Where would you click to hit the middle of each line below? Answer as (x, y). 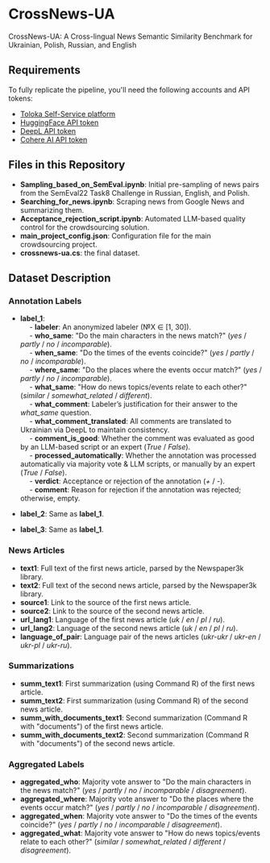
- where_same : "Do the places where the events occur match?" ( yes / (145, 370)
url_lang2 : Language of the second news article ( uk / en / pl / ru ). (129, 628)
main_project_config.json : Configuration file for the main (115, 235)
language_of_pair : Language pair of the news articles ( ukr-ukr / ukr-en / (140, 637)
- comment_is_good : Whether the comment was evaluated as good (142, 438)
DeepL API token (48, 131)
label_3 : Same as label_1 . (62, 529)
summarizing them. (52, 210)
